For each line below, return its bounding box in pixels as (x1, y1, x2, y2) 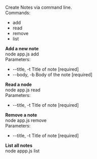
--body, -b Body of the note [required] (12, 72, 92, 78)
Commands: (5, 10, 31, 16)
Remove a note (5, 112, 37, 118)
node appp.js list (5, 148, 40, 154)
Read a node (5, 81, 32, 87)
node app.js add (5, 51, 39, 57)
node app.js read (5, 87, 40, 93)
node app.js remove (5, 117, 47, 123)
